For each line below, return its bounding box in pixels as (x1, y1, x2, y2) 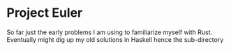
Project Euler (6, 5, 83, 21)
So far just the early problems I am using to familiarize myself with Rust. (6, 28, 213, 36)
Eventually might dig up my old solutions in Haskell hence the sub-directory (6, 35, 224, 43)
